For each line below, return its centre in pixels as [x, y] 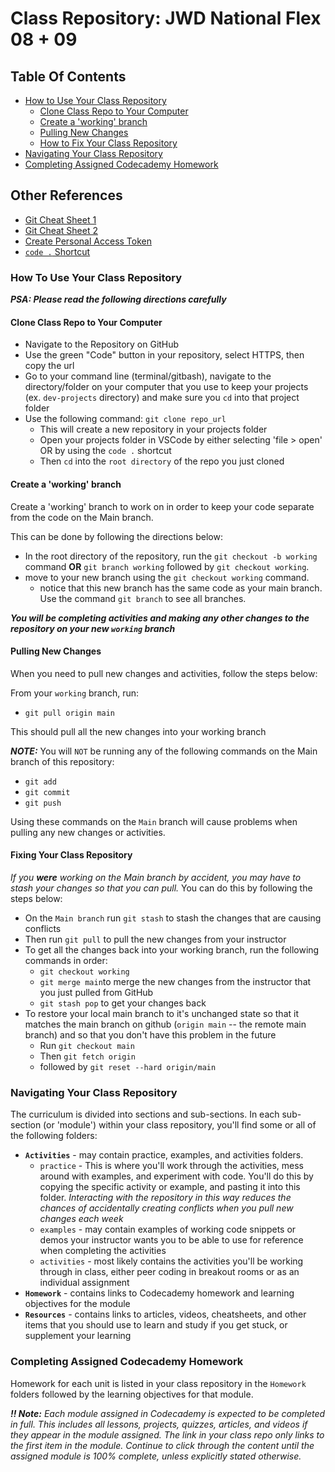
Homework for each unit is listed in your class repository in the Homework [158, 1383]
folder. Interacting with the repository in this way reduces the [165, 1198]
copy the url [49, 366]
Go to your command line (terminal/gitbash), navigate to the [148, 376]
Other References [66, 195]
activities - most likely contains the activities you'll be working [171, 1261]
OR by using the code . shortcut [105, 451]
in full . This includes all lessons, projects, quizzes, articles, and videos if [159, 1424]
